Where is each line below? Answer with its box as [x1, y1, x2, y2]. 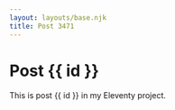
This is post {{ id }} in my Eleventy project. [9, 90, 167, 101]
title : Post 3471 [9, 22, 75, 31]
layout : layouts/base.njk [9, 13, 106, 23]
